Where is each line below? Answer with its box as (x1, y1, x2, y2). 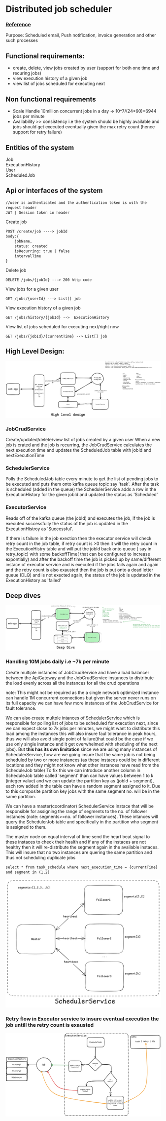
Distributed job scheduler (5, 3, 112, 15)
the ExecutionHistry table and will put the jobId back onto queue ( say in (5, 545, 152, 551)
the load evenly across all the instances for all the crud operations (5, 680, 139, 686)
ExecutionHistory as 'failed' (5, 577, 62, 583)
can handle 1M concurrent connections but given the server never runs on (5, 695, 156, 700)
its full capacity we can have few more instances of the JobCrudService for (5, 700, 159, 706)
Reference (5, 21, 31, 28)
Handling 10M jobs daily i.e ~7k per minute (5, 658, 109, 665)
